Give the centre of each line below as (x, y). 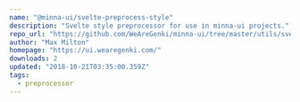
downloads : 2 (33, 59)
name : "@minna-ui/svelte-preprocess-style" (92, 17)
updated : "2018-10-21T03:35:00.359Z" (79, 67)
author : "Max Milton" (50, 42)
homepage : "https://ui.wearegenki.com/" (86, 51)
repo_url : (28, 34)
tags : (19, 75)
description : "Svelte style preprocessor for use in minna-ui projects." (150, 26)
